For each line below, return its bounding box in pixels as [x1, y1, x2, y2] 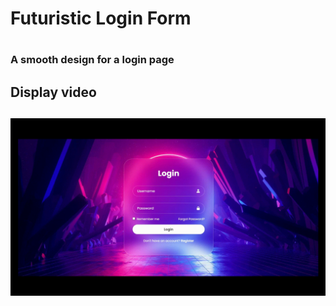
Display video [10, 83, 97, 101]
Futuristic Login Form [10, 7, 192, 30]
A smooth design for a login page [10, 53, 175, 67]
